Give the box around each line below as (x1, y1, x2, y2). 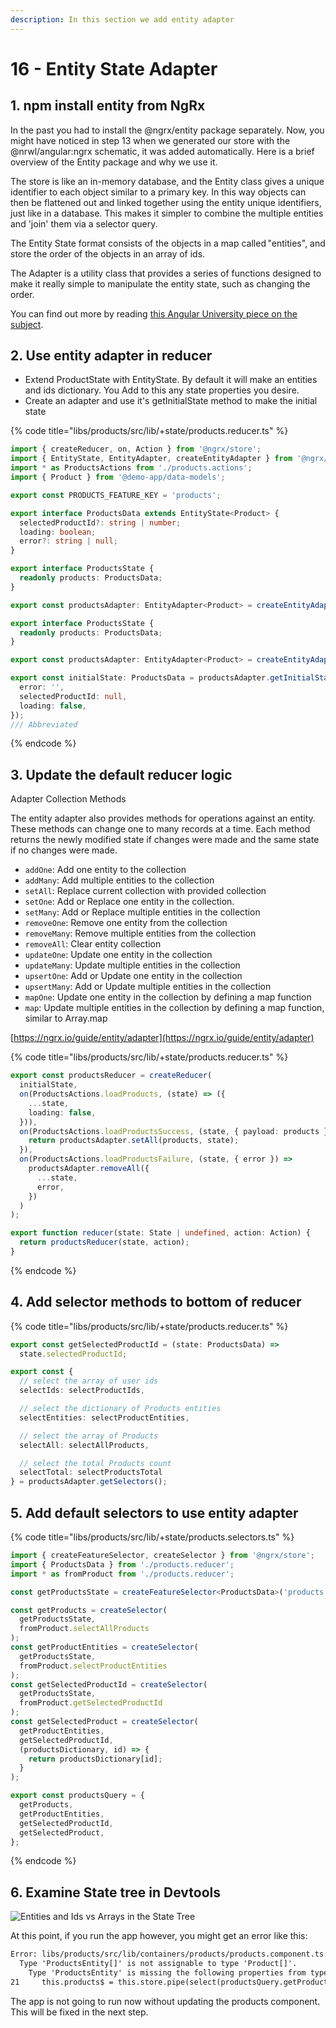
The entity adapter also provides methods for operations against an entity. (10, 812, 316, 825)
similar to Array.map (24, 1012, 108, 1025)
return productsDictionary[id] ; (28, 1754, 163, 1764)
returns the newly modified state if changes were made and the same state (10, 834, 320, 846)
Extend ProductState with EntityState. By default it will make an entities (24, 374, 318, 386)
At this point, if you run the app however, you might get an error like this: (10, 1930, 308, 1942)
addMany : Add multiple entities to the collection (24, 874, 215, 886)
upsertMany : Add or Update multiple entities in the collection (24, 981, 272, 993)
